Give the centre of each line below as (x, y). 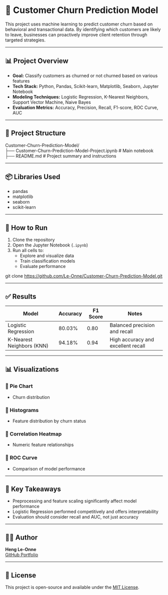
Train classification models (47, 261)
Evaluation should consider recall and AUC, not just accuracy (75, 517)
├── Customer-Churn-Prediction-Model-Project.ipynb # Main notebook (79, 150)
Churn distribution (31, 397)
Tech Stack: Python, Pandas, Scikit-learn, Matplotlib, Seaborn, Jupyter (85, 86)
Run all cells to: (28, 250)
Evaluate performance (43, 266)
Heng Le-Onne (21, 549)
